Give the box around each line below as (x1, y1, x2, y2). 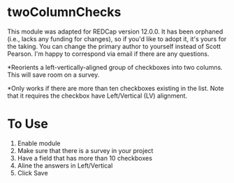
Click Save (17, 168, 48, 177)
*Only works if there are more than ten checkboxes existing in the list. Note (7, 84, 225, 92)
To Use (7, 116, 49, 132)
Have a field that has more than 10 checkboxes (17, 154, 152, 162)
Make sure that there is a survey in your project (17, 146, 154, 154)
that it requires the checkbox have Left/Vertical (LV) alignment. (7, 91, 187, 100)
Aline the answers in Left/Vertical (17, 161, 113, 170)
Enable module (17, 139, 61, 147)
